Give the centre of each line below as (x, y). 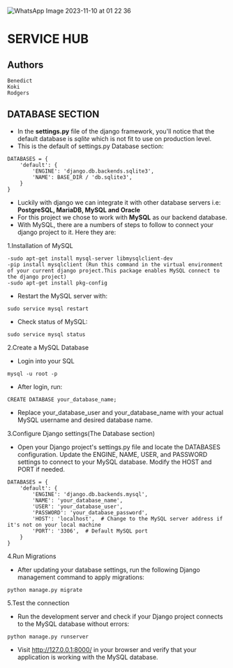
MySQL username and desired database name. (85, 420)
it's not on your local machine (54, 525)
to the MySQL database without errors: (73, 624)
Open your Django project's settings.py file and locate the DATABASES (119, 446)
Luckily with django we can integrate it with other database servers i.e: (119, 202)
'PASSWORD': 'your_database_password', (90, 513)
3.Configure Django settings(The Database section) (81, 433)
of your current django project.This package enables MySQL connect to (113, 270)
